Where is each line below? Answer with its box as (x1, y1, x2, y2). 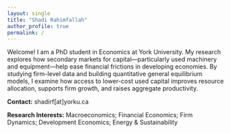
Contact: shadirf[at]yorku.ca (7, 97, 89, 106)
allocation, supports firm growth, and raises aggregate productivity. (7, 84, 198, 93)
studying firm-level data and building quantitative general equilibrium (7, 70, 203, 78)
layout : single (7, 10, 51, 17)
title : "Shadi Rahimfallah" (7, 16, 88, 23)
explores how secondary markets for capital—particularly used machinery (7, 56, 217, 64)
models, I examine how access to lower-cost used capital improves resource (7, 77, 224, 86)
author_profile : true (7, 23, 69, 29)
